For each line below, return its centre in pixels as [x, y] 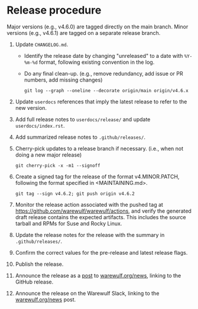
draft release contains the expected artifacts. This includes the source [101, 217]
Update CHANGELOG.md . [42, 44]
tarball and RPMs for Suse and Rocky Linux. [69, 223]
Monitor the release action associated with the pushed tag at [89, 204]
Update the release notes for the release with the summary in [90, 235]
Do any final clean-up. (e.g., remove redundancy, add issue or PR [103, 73]
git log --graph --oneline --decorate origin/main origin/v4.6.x [106, 90]
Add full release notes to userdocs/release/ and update [83, 119]
